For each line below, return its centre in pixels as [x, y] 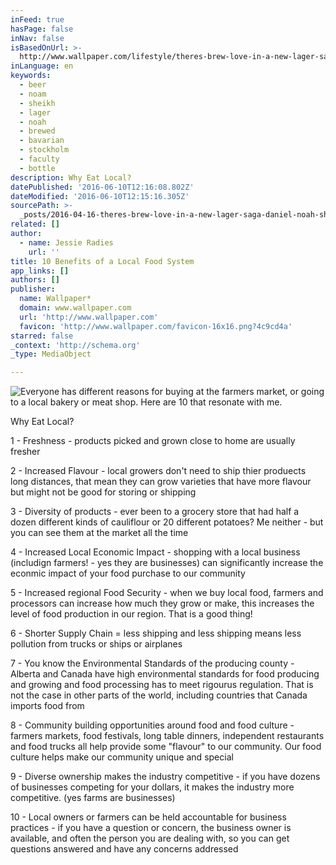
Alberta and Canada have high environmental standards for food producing [165, 674]
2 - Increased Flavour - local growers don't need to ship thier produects [158, 471]
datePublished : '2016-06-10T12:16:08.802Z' [102, 187]
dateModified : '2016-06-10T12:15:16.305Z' [100, 196]
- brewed [37, 131]
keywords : [31, 76]
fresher [25, 452]
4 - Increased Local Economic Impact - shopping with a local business [155, 552]
